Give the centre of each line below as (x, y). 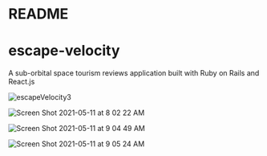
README (38, 14)
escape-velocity (64, 51)
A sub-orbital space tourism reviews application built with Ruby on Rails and (134, 73)
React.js (22, 82)
